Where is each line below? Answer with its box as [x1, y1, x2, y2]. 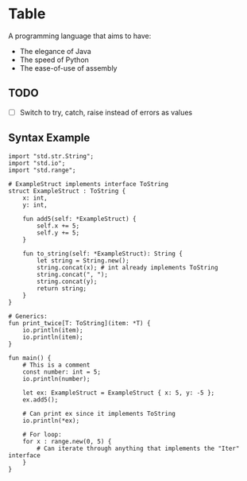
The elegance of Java [19, 46, 91, 56]
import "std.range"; [8, 166, 77, 174]
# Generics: [8, 312, 48, 320]
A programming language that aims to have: [8, 31, 152, 41]
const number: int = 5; [22, 367, 102, 376]
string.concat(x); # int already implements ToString [37, 263, 218, 271]
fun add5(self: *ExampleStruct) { [22, 215, 137, 223]
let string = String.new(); [37, 256, 129, 265]
